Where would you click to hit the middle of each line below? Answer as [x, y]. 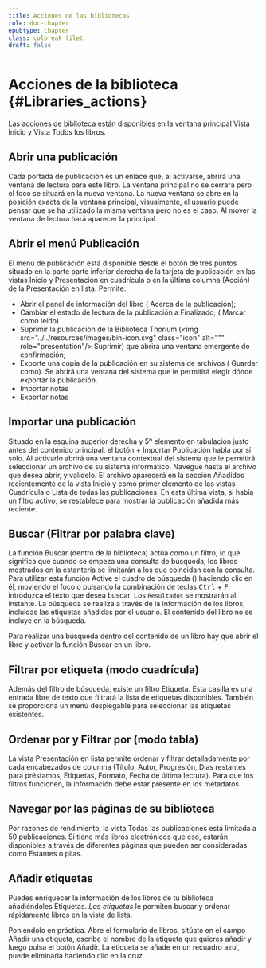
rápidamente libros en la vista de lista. [70, 915]
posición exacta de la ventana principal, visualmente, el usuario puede [123, 202]
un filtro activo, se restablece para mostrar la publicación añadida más [124, 500]
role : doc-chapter [39, 23]
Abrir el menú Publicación [74, 244]
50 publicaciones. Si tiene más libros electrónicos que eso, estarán [118, 837]
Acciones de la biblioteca [93, 85]
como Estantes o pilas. [45, 853]
